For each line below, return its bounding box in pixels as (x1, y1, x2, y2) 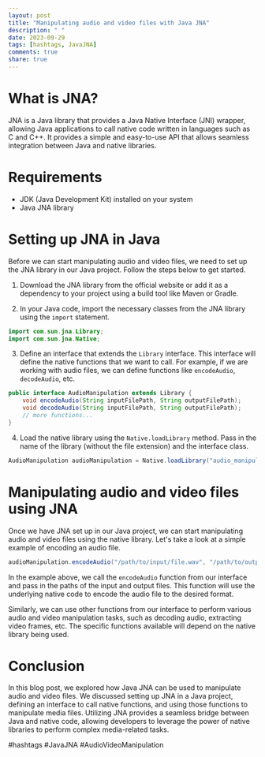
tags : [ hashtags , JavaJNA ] (8, 41, 97, 49)
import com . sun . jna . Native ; (8, 334, 101, 343)
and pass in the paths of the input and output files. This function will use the (8, 580, 256, 590)
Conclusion (8, 657, 85, 675)
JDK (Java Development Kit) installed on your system (19, 194, 193, 203)
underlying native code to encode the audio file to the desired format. (8, 589, 234, 599)
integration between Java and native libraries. (8, 140, 157, 150)
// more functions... (22, 412, 93, 420)
